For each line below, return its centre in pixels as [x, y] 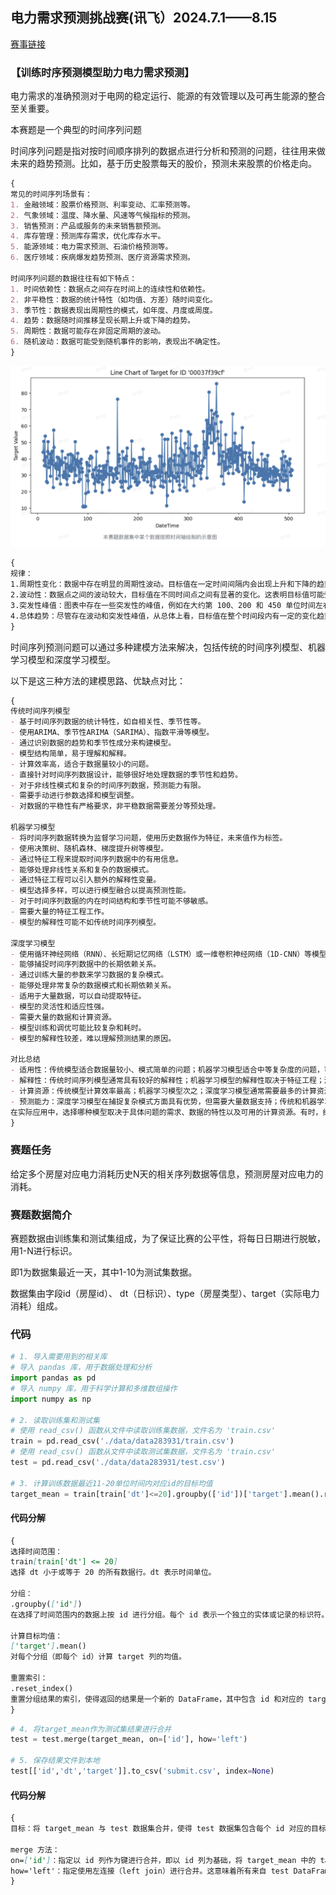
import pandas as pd [53, 1378]
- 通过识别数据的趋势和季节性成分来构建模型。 [93, 743]
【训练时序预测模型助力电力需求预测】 [102, 72]
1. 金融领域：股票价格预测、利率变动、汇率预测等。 [102, 204]
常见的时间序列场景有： [51, 194]
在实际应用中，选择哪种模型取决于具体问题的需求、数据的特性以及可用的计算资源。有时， [166, 1112]
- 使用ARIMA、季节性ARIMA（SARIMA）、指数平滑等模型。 [112, 733]
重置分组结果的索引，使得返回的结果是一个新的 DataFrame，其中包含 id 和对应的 [157, 1699]
